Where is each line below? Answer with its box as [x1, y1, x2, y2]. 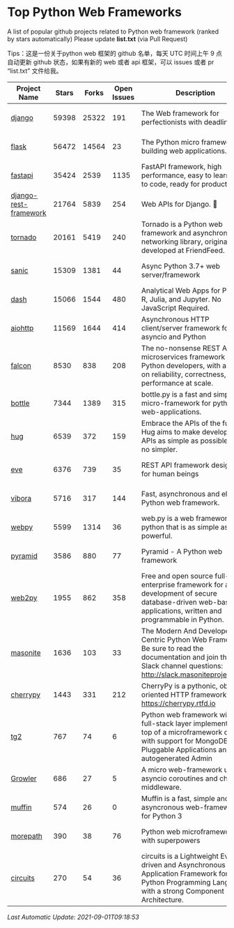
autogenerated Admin [141, 753, 212, 763]
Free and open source [141, 570, 214, 580]
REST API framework [141, 460, 210, 470]
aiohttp [10, 323, 34, 332]
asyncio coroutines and [141, 773, 218, 783]
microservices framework [141, 352, 226, 362]
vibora [10, 493, 32, 503]
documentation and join [141, 652, 219, 662]
